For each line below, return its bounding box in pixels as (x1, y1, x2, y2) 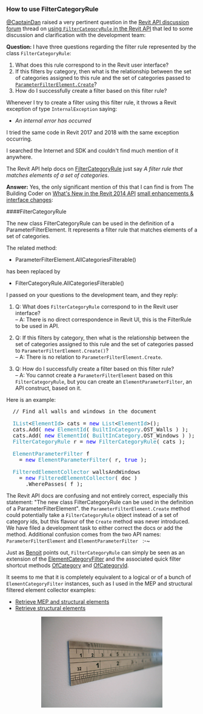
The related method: (6, 244, 58, 252)
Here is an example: (6, 396, 56, 404)
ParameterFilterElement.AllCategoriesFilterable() (15, 256, 136, 264)
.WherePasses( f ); (25, 481, 84, 488)
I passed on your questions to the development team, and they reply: (6, 292, 178, 299)
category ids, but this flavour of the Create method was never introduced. (6, 518, 190, 525)
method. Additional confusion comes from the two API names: (6, 531, 162, 538)
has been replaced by (6, 268, 61, 275)
